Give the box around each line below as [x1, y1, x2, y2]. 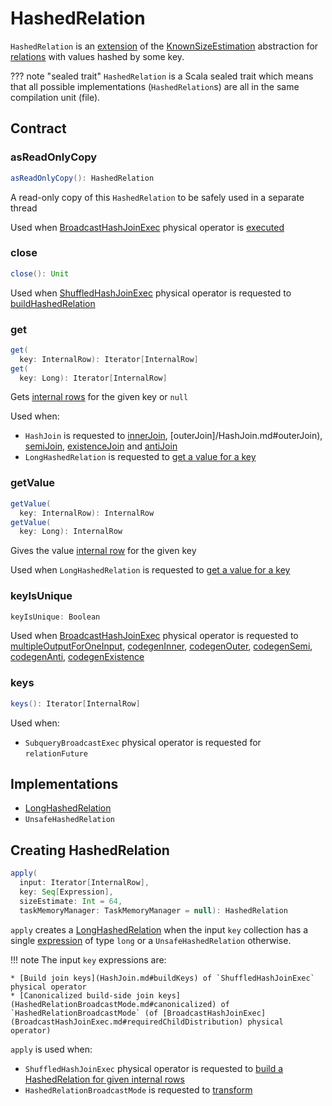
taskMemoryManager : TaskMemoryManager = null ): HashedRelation [19, 905, 288, 916]
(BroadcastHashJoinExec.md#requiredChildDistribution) [10, 1017, 244, 1027]
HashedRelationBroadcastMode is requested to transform [24, 1083, 253, 1096]
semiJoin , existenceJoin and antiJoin [24, 440, 178, 452]
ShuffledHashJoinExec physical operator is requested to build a [24, 1062, 284, 1074]
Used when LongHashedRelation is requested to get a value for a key [10, 564, 291, 576]
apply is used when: [10, 1043, 93, 1055]
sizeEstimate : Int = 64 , [19, 896, 123, 906]
